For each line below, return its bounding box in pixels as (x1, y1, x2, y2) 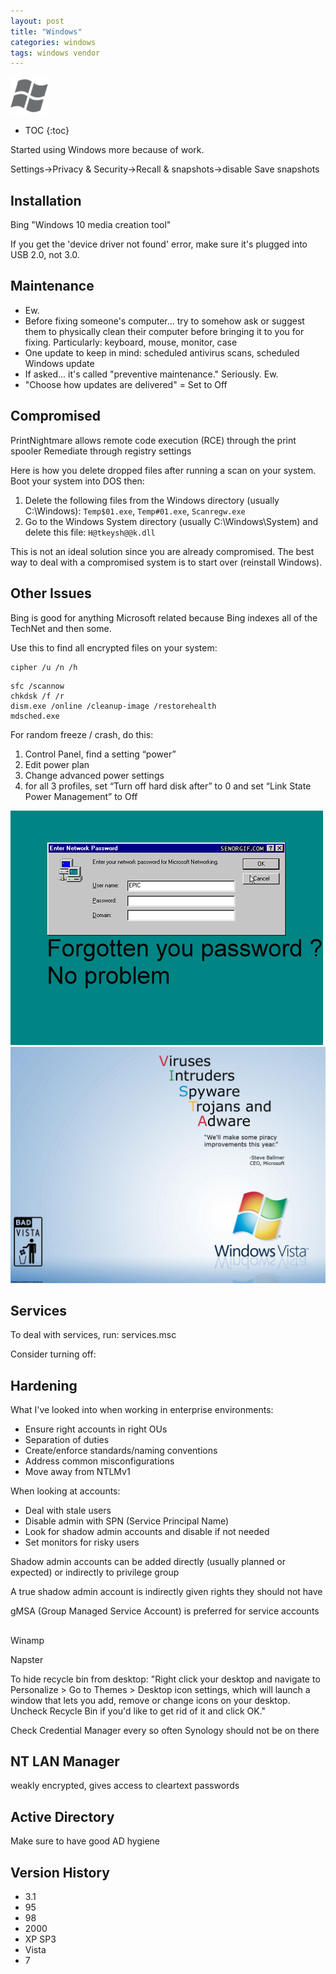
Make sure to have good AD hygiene (10, 1835, 161, 1847)
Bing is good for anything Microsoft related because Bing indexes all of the (10, 611, 318, 624)
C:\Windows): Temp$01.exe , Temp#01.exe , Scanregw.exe (24, 505, 246, 517)
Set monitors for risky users (24, 1536, 140, 1549)
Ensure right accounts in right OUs (24, 1423, 168, 1435)
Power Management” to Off (24, 790, 138, 802)
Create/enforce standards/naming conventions (24, 1445, 218, 1457)
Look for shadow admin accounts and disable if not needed (24, 1526, 270, 1538)
